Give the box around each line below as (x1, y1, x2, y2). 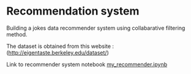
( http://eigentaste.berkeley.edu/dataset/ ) (6, 49, 109, 56)
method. (6, 30, 28, 38)
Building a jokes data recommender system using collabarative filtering (6, 24, 185, 32)
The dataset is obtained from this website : (6, 42, 114, 50)
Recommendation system (6, 4, 140, 18)
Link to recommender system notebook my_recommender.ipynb (6, 61, 167, 68)
